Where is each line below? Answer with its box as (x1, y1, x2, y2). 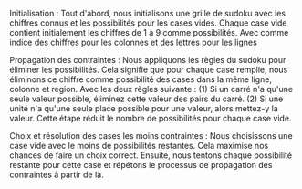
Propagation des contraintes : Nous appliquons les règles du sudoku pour (9, 55, 286, 65)
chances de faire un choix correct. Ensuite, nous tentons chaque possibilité (9, 150, 293, 161)
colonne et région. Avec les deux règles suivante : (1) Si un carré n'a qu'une (9, 84, 294, 94)
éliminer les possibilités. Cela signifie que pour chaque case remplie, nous (9, 64, 288, 75)
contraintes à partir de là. (9, 169, 104, 180)
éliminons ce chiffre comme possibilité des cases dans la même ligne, (9, 74, 272, 85)
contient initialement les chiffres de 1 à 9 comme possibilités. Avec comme (9, 27, 289, 37)
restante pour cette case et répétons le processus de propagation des (9, 160, 273, 170)
